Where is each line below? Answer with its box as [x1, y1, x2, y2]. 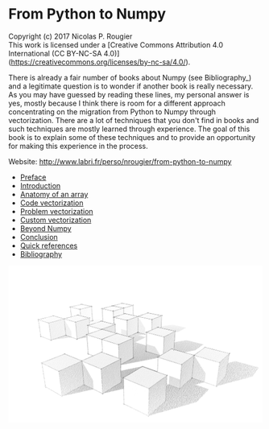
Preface [19, 172, 47, 182]
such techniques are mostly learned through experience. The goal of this [8, 124, 250, 134]
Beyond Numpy [19, 223, 72, 233]
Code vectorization [19, 198, 84, 208]
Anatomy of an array [19, 189, 89, 199]
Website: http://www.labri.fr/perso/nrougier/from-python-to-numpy [8, 156, 232, 166]
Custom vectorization [19, 215, 92, 225]
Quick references [19, 241, 78, 250]
